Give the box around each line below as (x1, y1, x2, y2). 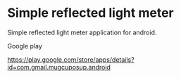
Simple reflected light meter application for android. (7, 28, 157, 37)
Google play (7, 41, 42, 50)
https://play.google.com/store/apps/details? (7, 55, 135, 64)
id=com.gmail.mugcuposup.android (7, 63, 111, 71)
